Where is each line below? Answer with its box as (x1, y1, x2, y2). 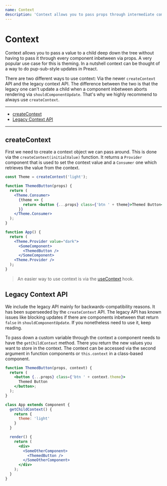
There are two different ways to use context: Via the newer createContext (5, 75, 156, 81)
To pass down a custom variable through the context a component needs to (5, 334, 161, 340)
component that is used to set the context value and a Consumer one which (5, 159, 157, 165)
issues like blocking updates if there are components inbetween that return (5, 314, 159, 320)
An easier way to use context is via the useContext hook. (17, 276, 134, 282)
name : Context (5, 7, 35, 12)
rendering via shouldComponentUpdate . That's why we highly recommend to (5, 91, 158, 97)
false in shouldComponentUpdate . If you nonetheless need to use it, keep (5, 319, 151, 325)
